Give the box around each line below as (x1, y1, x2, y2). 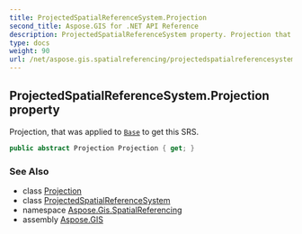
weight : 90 (9, 47, 50, 56)
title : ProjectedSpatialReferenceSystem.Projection (9, 13, 207, 22)
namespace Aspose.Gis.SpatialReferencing (22, 204, 182, 215)
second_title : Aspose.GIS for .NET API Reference (9, 22, 200, 31)
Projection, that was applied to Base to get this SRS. (9, 126, 200, 137)
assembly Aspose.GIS (22, 213, 103, 225)
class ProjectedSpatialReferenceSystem (22, 194, 171, 205)
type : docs (9, 38, 50, 48)
